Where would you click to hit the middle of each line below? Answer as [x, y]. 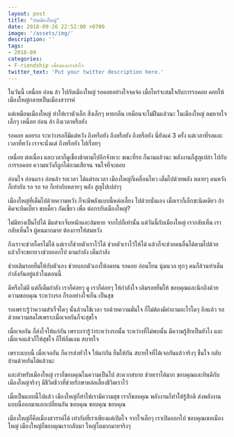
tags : [16, 46]
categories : [25, 59]
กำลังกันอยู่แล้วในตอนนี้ [35, 273]
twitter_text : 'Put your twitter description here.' [86, 72]
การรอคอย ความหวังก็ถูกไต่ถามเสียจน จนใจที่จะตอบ [67, 165]
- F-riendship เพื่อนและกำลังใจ [46, 65]
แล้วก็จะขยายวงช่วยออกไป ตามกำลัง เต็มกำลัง [59, 252]
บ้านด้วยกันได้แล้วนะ [31, 360]
